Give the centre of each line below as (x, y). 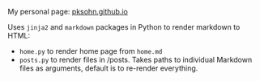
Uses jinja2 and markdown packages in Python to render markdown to (124, 27)
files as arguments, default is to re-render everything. (109, 68)
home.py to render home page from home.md (91, 51)
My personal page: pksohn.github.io (68, 12)
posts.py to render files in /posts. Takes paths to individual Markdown (136, 60)
